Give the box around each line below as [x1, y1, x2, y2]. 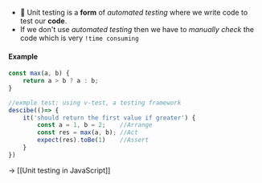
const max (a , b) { [8, 69, 70, 78]
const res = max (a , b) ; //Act [37, 128, 138, 136]
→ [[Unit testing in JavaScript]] [8, 165, 111, 175]
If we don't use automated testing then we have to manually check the [19, 25, 255, 34]
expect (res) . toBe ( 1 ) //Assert [37, 136, 149, 144]
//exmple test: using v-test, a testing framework [8, 99, 182, 107]
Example [8, 51, 39, 61]
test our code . [19, 16, 68, 26]
